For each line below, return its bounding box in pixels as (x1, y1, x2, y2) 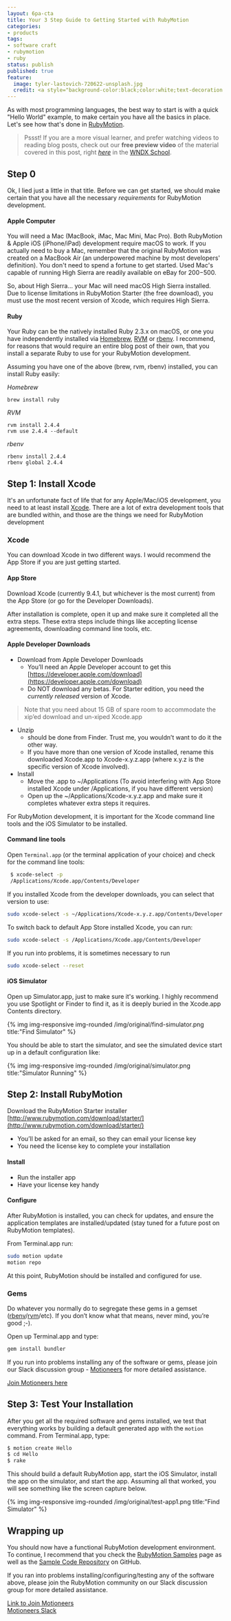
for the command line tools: (7, 858, 85, 866)
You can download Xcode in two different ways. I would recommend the (7, 551, 211, 559)
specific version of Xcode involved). (27, 762, 130, 771)
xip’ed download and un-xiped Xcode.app (23, 712, 143, 720)
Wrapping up (7, 1525, 64, 1536)
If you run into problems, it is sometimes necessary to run (7, 949, 170, 957)
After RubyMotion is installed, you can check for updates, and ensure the (7, 1211, 214, 1220)
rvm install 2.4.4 (7, 422, 60, 429)
